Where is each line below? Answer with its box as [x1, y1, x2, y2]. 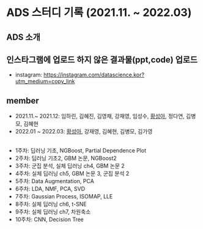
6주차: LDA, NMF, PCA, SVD [15, 185, 86, 192]
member [6, 96, 40, 106]
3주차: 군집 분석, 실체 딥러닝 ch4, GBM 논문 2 [15, 162, 125, 169]
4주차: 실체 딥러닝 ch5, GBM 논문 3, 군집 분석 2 [15, 170, 130, 177]
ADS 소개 [6, 32, 41, 42]
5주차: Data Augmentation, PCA [15, 177, 95, 184]
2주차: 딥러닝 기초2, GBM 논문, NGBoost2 [15, 154, 117, 162]
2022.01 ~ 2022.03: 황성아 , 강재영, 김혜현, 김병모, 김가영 [15, 128, 153, 135]
